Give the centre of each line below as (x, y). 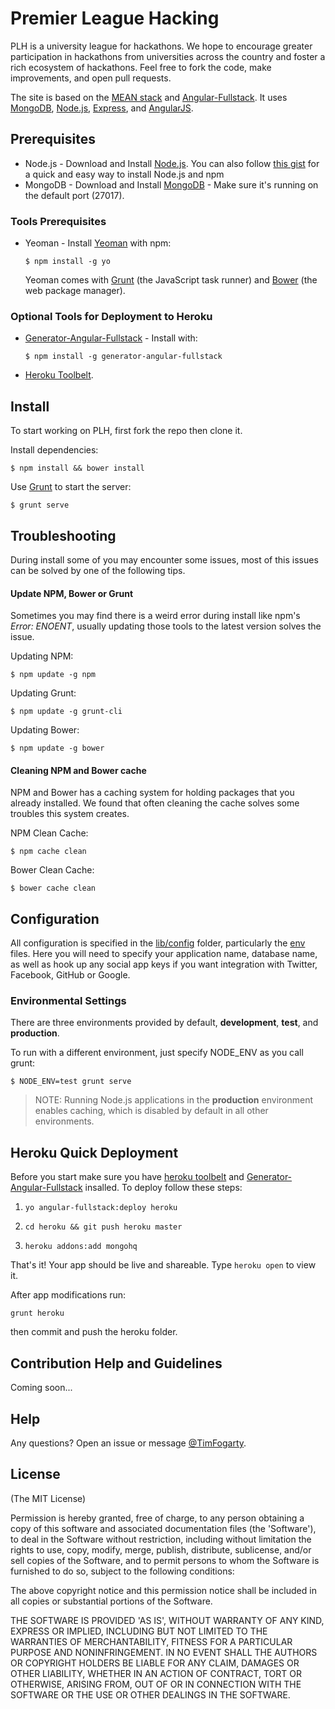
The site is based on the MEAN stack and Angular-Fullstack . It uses (149, 97)
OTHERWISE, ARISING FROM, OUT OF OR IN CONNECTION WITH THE (156, 1684)
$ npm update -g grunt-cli (66, 712)
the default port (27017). (74, 195)
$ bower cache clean (53, 888)
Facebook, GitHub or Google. (70, 975)
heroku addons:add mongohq (81, 1247)
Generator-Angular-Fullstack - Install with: (111, 338)
